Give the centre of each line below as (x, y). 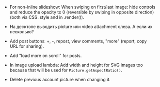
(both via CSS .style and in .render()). (47, 17)
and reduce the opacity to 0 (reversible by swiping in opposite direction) (82, 12)
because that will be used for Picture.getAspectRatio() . (66, 70)
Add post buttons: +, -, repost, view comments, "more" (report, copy (78, 41)
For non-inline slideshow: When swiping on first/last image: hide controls (82, 7)
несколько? (22, 32)
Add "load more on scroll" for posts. (46, 56)
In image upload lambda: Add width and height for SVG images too (76, 65)
